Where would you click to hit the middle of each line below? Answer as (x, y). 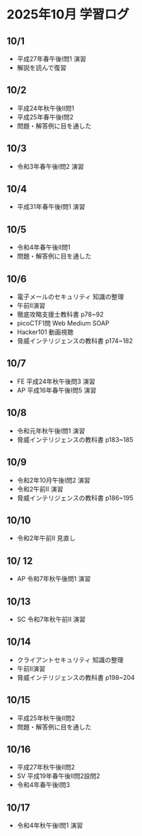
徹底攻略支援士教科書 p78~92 (60, 314)
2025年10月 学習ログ (68, 14)
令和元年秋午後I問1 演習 (51, 431)
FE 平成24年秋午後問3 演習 (56, 381)
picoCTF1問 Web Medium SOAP (63, 323)
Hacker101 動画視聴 (45, 332)
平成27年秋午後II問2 (46, 768)
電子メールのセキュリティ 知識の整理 (70, 297)
